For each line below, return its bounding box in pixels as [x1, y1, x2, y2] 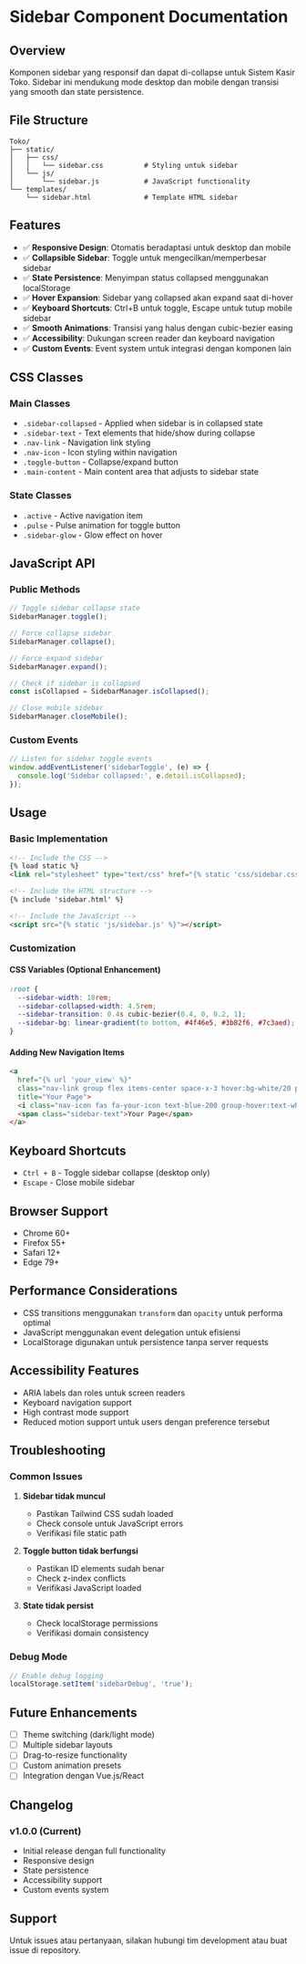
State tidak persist [22, 1600, 94, 1612]
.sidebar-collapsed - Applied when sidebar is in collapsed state [22, 418, 264, 429]
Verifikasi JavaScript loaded [36, 1583, 142, 1593]
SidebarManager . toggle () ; [9, 612, 107, 622]
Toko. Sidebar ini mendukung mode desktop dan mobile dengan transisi [9, 77, 280, 88]
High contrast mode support [22, 1406, 129, 1417]
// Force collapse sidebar [9, 629, 112, 638]
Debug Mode [9, 1650, 68, 1663]
